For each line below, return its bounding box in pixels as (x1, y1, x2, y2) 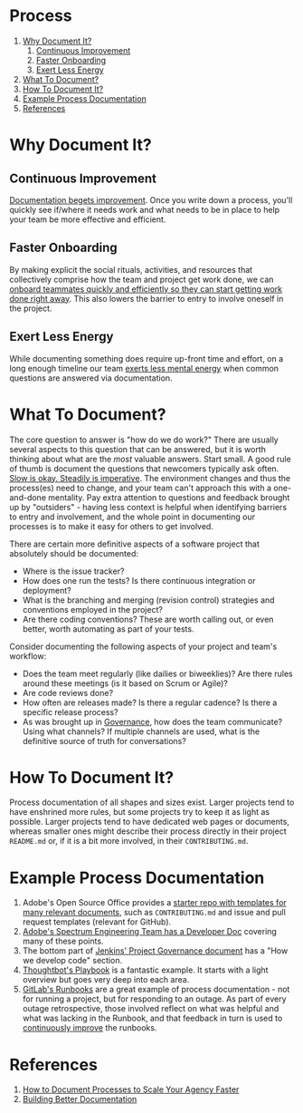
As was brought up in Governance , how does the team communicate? (22, 716, 283, 727)
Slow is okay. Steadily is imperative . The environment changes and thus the (9, 472, 291, 483)
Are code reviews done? (22, 687, 114, 698)
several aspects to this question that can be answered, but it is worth (9, 443, 267, 454)
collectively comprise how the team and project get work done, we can (9, 274, 274, 285)
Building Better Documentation (22, 1094, 137, 1105)
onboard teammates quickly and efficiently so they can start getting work (9, 283, 283, 295)
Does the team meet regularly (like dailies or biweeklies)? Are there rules (22, 668, 293, 679)
